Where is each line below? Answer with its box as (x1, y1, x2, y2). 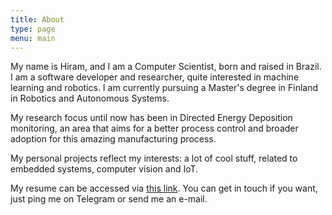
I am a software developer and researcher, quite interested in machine (10, 71, 300, 83)
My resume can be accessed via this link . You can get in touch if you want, (10, 182, 318, 195)
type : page (10, 24, 56, 34)
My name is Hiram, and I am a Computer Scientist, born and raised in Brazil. (10, 61, 322, 73)
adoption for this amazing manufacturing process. (10, 133, 217, 145)
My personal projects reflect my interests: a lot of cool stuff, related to (10, 152, 298, 165)
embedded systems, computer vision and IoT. (10, 163, 199, 175)
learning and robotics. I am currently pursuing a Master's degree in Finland (10, 82, 319, 94)
